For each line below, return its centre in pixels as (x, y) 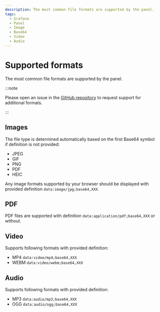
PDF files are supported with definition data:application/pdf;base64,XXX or (80, 216)
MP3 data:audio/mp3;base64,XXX (44, 299)
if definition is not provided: (32, 144)
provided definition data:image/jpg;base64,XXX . (52, 189)
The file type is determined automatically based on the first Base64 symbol (80, 139)
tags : (10, 14)
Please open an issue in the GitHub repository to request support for (73, 97)
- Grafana (19, 18)
